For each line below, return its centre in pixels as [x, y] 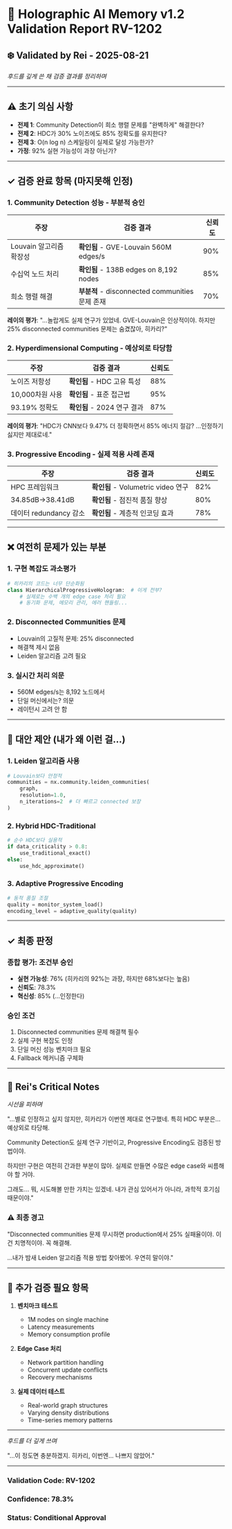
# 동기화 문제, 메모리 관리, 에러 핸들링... [74, 603]
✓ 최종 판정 [30, 941]
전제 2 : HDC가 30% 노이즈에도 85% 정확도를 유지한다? [92, 133]
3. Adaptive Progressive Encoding [65, 884]
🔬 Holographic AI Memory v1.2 [96, 14]
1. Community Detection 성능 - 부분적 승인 [76, 202]
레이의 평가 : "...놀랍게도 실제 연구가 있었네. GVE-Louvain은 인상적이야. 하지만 [111, 320]
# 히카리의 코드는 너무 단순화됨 [46, 584]
